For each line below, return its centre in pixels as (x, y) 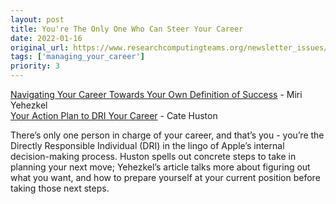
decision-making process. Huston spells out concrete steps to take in (153, 156)
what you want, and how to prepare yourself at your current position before (165, 177)
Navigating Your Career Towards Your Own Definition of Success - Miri (156, 94)
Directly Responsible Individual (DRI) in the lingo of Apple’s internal (147, 145)
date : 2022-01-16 (46, 38)
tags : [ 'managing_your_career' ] (77, 57)
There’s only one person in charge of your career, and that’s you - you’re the (167, 135)
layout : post (37, 19)
